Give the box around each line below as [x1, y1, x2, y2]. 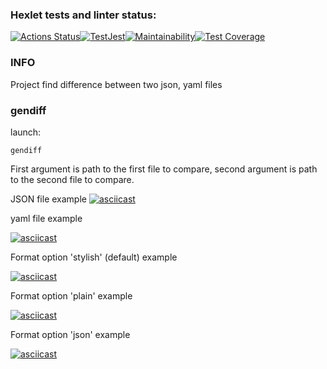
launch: [10, 126, 42, 138]
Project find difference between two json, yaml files [10, 78, 223, 90]
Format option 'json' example [10, 328, 131, 340]
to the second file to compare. [10, 173, 135, 185]
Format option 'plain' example [10, 289, 133, 302]
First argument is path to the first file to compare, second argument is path [10, 163, 318, 175]
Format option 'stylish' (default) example [10, 251, 178, 263]
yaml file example [10, 212, 83, 224]
